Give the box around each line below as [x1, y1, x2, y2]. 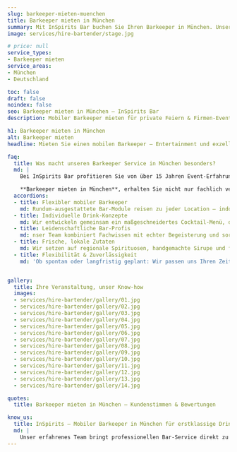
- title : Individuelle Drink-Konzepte [13, 212, 128, 219]
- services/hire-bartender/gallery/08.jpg [13, 343, 140, 350]
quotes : [7, 395, 30, 402]
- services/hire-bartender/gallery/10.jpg [13, 356, 140, 363]
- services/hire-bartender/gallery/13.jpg [13, 375, 140, 382]
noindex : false [7, 102, 52, 109]
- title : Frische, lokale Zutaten [13, 238, 115, 246]
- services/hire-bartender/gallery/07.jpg [13, 336, 140, 343]
